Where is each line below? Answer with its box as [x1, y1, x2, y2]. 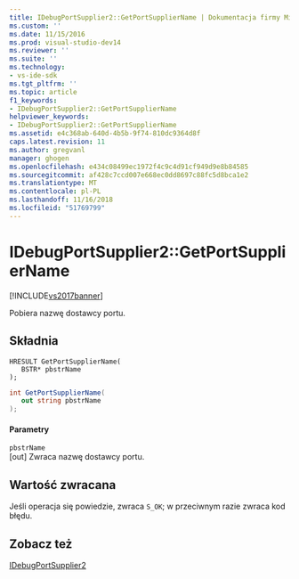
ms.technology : [9, 63, 66, 72]
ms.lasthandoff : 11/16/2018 [9, 195, 114, 205]
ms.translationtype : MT [9, 179, 98, 188]
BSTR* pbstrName [20, 364, 82, 374]
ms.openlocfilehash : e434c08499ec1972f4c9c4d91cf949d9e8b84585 [9, 162, 249, 171]
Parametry [9, 424, 50, 435]
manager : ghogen [9, 153, 69, 163]
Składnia [9, 333, 60, 348]
